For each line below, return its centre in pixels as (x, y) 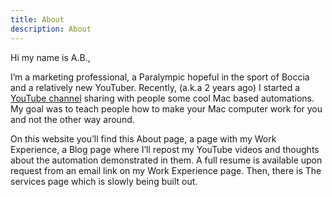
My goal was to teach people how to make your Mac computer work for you (166, 108)
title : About (37, 19)
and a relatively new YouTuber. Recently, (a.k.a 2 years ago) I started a (155, 87)
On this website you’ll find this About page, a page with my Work (143, 138)
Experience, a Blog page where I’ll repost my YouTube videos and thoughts (165, 149)
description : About (51, 29)
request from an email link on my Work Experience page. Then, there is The (166, 170)
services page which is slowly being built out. (104, 181)
